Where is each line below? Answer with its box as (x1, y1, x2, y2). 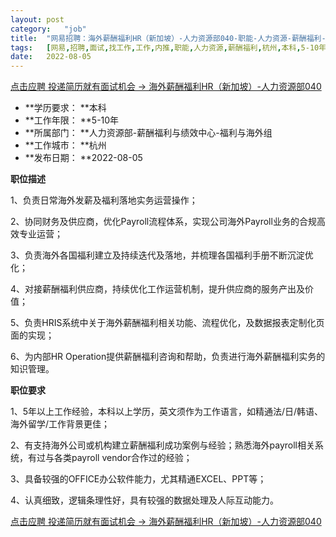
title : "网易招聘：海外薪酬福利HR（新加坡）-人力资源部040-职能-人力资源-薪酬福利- (10, 33, 327, 43)
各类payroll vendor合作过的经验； (53, 452, 193, 464)
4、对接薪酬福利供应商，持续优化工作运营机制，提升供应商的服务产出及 (10, 283, 306, 295)
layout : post (10, 14, 65, 25)
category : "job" (10, 24, 87, 34)
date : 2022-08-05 (10, 52, 92, 62)
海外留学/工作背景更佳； (10, 418, 111, 430)
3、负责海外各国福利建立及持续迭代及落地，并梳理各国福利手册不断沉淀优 (10, 249, 314, 261)
